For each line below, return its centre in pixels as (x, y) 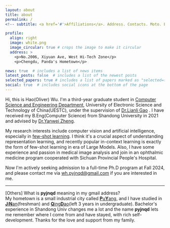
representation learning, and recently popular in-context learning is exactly (83, 141)
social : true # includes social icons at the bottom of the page (77, 85)
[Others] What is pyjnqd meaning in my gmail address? (63, 193)
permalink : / (19, 19)
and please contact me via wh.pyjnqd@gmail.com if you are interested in (81, 173)
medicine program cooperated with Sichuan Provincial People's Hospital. (81, 157)
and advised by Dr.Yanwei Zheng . (40, 121)
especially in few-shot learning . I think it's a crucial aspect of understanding (84, 136)
